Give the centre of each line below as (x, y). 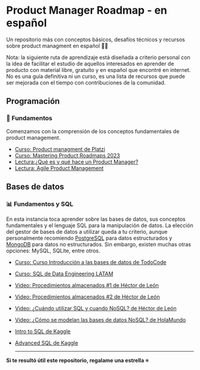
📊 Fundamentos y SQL (40, 204)
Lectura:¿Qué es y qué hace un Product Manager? (76, 162)
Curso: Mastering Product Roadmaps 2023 (67, 155)
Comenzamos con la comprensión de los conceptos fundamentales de (93, 131)
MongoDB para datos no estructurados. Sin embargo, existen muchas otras (99, 244)
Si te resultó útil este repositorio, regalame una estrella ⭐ (78, 360)
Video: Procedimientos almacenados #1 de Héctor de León (87, 286)
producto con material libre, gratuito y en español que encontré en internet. (99, 70)
